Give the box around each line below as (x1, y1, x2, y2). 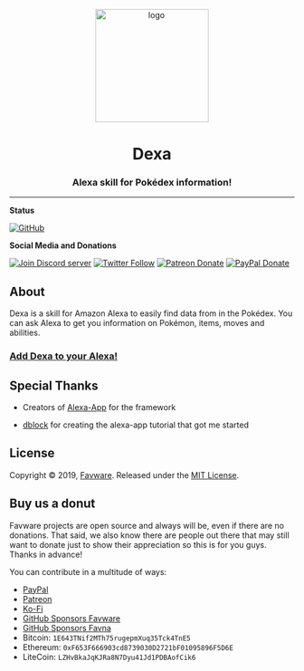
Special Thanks (9, 378, 99, 393)
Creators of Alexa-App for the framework (22, 402, 176, 413)
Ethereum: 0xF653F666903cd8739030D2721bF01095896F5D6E (22, 641, 233, 652)
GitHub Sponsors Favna (22, 622, 111, 633)
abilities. (9, 327, 41, 339)
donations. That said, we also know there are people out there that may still (9, 530, 290, 541)
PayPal (22, 584, 49, 595)
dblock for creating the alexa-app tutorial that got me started (22, 419, 249, 430)
